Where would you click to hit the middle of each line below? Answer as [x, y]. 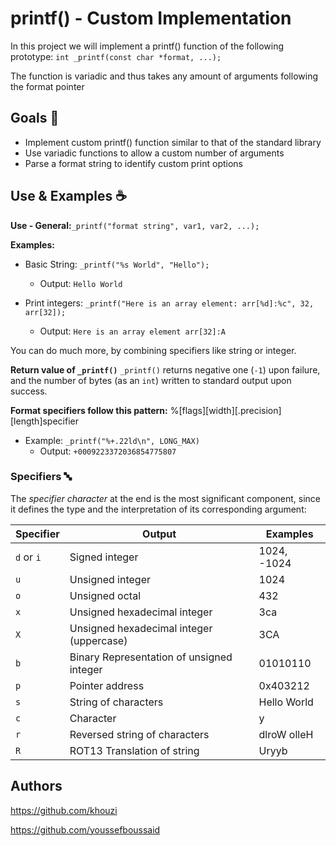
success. [29, 391]
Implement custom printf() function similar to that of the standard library [173, 142]
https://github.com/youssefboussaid [85, 829]
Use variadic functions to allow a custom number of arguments [154, 153]
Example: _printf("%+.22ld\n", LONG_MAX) [112, 440]
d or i [28, 557]
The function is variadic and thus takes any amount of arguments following [164, 76]
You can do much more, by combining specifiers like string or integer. [153, 350]
